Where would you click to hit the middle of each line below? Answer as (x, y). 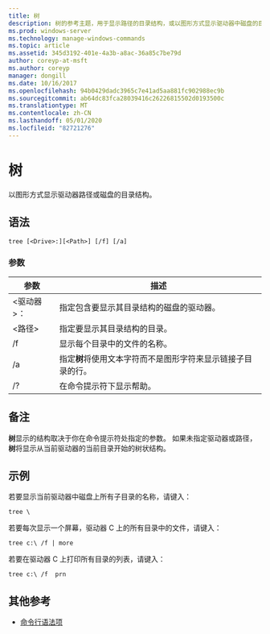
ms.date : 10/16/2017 (43, 83)
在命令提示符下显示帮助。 (108, 386)
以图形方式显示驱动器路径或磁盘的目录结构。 (82, 194)
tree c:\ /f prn (37, 574)
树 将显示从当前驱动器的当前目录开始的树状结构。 (89, 448)
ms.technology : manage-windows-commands (77, 38)
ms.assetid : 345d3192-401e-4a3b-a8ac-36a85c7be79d (95, 53)
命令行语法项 (41, 622)
